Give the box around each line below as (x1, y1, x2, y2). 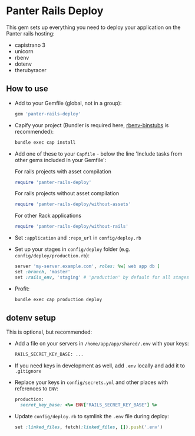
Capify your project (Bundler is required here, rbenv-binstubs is (14, 121, 169, 128)
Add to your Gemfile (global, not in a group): (14, 99, 122, 106)
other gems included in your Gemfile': (14, 156, 107, 163)
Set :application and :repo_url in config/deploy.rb (14, 234, 141, 241)
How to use (6, 84, 48, 94)
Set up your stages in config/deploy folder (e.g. (14, 246, 131, 253)
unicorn (14, 47, 34, 54)
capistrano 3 (14, 41, 46, 49)
